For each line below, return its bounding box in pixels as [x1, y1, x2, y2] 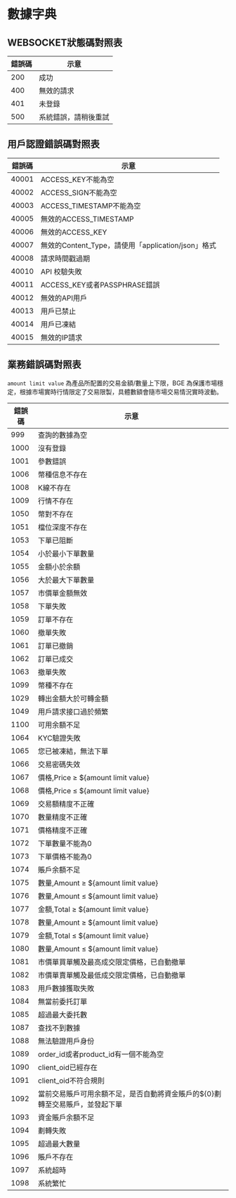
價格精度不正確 [37, 825, 88, 835]
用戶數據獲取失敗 [37, 983, 95, 993]
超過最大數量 [37, 1139, 81, 1149]
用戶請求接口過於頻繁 [37, 707, 109, 717]
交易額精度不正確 [37, 799, 95, 809]
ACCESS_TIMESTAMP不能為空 [40, 201, 141, 211]
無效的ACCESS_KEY [40, 227, 107, 237]
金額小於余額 [37, 561, 81, 571]
